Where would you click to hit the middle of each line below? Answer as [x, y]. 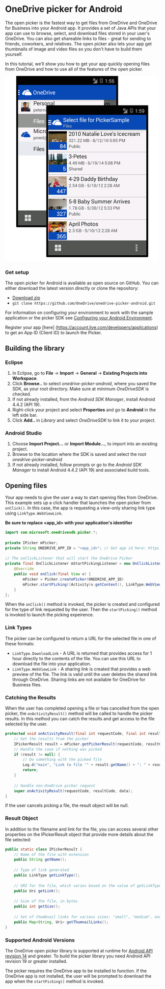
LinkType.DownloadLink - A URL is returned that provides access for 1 [82, 653]
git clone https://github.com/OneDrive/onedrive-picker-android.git [84, 304]
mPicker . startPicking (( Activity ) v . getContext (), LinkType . [84, 584]
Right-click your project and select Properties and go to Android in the [84, 410]
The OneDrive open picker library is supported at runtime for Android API [79, 950]
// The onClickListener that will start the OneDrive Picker [69, 558]
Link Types [18, 628]
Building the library [35, 348]
